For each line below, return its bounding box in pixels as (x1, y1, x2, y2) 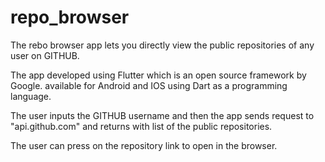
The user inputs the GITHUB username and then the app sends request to (10, 109, 315, 121)
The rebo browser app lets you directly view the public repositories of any (10, 39, 315, 51)
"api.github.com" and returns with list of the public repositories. (10, 120, 273, 132)
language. (10, 90, 52, 102)
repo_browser (10, 6, 130, 29)
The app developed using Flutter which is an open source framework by (10, 69, 307, 81)
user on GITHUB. (10, 49, 80, 61)
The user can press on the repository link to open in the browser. (10, 139, 278, 151)
